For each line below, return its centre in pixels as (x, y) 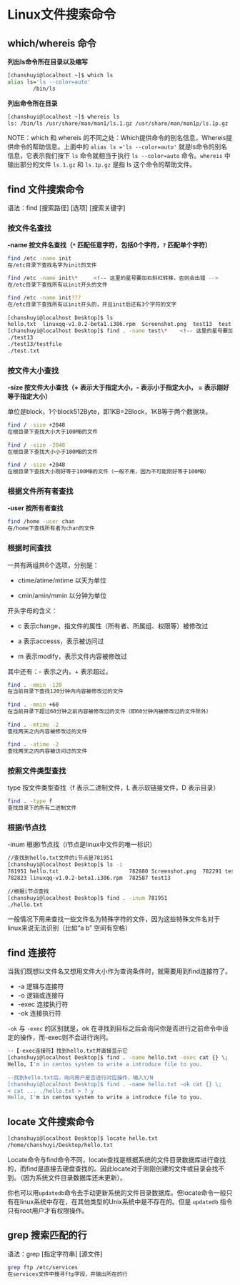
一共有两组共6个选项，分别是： (53, 565)
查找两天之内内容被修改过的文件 (47, 731)
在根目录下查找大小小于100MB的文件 (53, 452)
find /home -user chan (41, 522)
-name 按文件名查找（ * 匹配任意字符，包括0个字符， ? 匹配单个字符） (110, 245)
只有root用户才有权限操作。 (48, 1210)
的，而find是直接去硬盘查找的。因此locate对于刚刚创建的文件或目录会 (110, 1169)
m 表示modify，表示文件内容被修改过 (72, 656)
